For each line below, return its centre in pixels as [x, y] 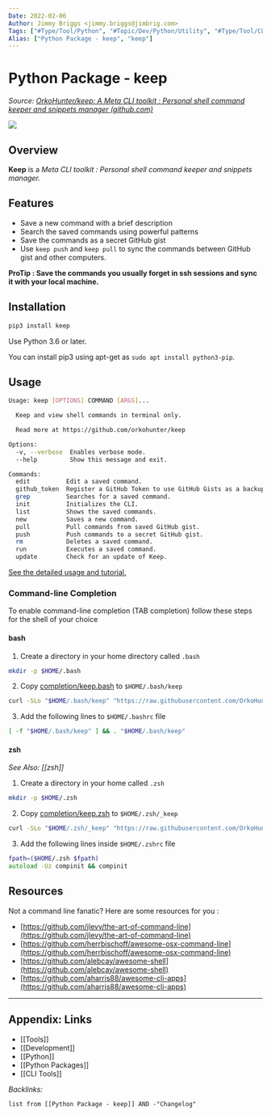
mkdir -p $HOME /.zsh [43, 798]
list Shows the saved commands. [86, 511]
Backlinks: [25, 1089]
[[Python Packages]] [54, 1065]
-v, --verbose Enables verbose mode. [81, 452]
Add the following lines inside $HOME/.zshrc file [98, 844]
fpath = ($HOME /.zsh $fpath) [54, 859]
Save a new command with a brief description [96, 222]
